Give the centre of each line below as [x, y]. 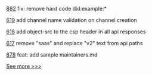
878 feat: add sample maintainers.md [52, 55]
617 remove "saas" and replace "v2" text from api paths [75, 43]
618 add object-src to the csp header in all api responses [76, 32]
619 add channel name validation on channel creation [72, 20]
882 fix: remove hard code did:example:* [57, 9]
